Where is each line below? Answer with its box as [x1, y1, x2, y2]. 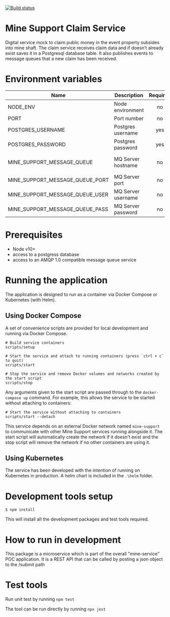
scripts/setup [5, 344, 35, 350]
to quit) [5, 358, 24, 363]
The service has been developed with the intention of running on [5, 467, 140, 473]
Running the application [5, 275, 108, 286]
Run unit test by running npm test [5, 596, 75, 602]
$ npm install [5, 507, 35, 512]
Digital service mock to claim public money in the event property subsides [5, 39, 160, 45]
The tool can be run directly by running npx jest [5, 606, 106, 612]
